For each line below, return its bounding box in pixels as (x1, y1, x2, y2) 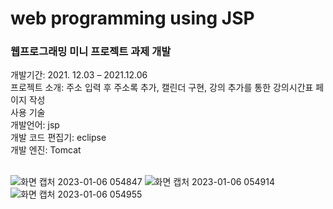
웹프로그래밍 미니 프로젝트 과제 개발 (10, 45, 172, 59)
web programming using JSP (10, 7, 255, 30)
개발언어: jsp (10, 119, 60, 131)
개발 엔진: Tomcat (10, 144, 82, 156)
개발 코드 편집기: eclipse (10, 132, 107, 144)
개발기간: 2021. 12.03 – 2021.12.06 (10, 69, 148, 81)
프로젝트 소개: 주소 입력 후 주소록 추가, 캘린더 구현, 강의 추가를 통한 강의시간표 (10, 82, 314, 94)
